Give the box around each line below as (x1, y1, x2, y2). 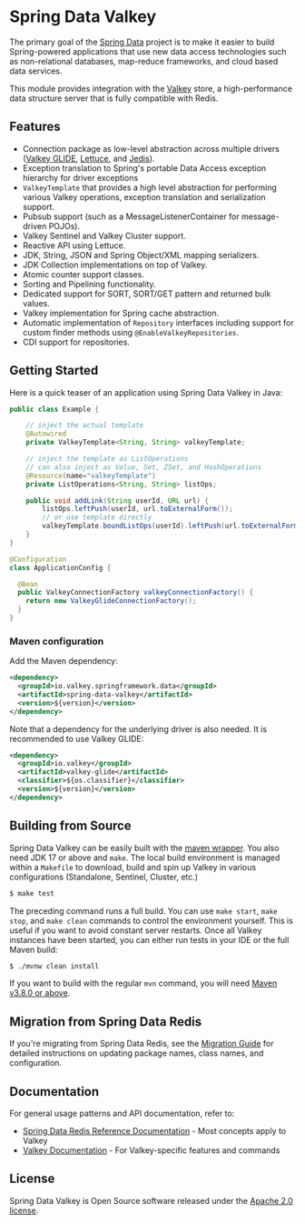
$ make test (9, 888, 54, 898)
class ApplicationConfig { (9, 563, 112, 572)
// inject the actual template (25, 421, 144, 430)
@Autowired (25, 429, 67, 438)
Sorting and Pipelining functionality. (22, 278, 156, 289)
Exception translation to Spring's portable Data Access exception (22, 162, 267, 174)
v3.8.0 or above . (9, 988, 71, 998)
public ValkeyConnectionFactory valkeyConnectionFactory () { (17, 588, 254, 597)
